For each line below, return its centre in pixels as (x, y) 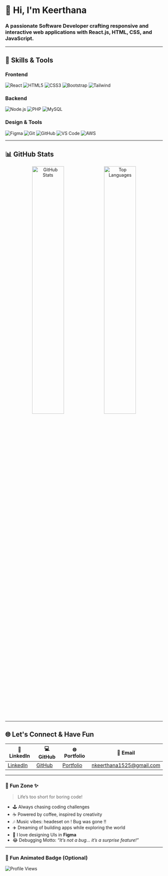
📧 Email (126, 753)
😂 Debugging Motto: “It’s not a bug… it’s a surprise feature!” (75, 840)
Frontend (16, 74)
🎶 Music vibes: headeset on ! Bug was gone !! (59, 821)
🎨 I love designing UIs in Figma (44, 834)
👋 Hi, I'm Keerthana (46, 10)
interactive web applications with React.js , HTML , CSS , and (79, 32)
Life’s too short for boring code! (50, 797)
